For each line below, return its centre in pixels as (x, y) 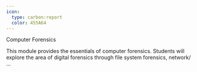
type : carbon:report (37, 17)
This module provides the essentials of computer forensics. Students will (95, 51)
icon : (13, 12)
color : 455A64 (29, 23)
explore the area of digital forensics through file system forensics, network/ (98, 58)
